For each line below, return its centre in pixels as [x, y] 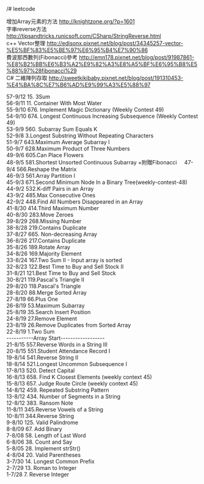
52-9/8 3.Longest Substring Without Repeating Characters [80, 136]
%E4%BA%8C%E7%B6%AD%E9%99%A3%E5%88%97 [78, 85]
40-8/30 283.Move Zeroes [40, 215]
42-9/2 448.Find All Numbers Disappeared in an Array [75, 202]
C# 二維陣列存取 [27, 78]
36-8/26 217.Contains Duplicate [46, 240]
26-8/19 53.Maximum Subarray [46, 306]
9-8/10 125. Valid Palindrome [42, 422]
